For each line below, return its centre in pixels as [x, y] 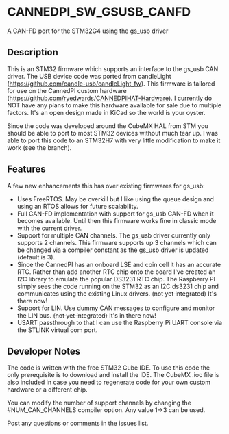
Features [26, 169]
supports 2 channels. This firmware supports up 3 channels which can [117, 242]
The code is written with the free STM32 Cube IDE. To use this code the [109, 368]
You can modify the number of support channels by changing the [99, 403]
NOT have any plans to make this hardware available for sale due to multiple [114, 105]
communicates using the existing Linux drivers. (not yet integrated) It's [117, 293]
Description [33, 52]
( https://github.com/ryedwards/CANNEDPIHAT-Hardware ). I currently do [110, 98]
